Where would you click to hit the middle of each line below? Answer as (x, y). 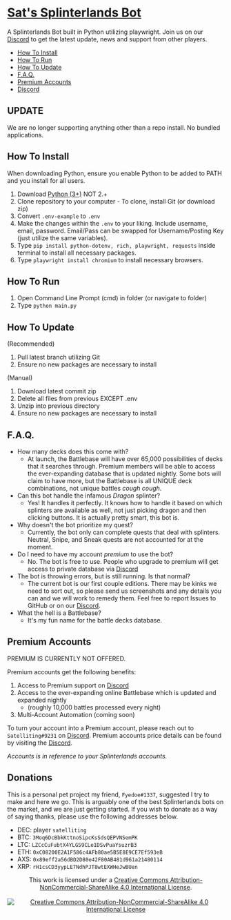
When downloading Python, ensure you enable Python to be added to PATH (114, 173)
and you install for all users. (46, 180)
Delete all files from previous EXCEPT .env (77, 399)
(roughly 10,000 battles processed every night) (94, 707)
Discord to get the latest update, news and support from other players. (107, 39)
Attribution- (187, 880)
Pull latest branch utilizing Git (59, 358)
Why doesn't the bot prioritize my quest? (75, 525)
